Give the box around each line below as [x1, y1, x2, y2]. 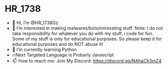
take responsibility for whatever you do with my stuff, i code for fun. [12, 30, 154, 36]
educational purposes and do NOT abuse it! [12, 41, 103, 47]
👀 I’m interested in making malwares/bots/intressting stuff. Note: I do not [12, 25, 163, 31]
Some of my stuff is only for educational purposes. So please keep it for [12, 36, 162, 42]
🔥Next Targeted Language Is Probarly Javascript [12, 51, 114, 58]
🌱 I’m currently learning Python [12, 46, 77, 52]
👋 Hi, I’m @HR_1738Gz [12, 20, 59, 26]
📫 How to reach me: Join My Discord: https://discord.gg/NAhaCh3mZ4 [12, 57, 162, 63]
